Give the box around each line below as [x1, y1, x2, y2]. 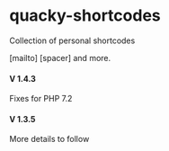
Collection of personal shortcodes [9, 35, 136, 46]
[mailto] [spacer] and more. [9, 52, 111, 63]
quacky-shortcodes [9, 5, 161, 26]
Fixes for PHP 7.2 [9, 93, 73, 104]
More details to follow [9, 134, 90, 145]
